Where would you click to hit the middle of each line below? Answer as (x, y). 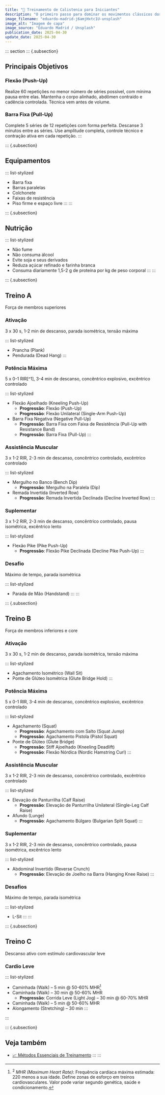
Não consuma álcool (33, 255)
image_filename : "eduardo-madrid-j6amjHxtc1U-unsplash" (63, 19)
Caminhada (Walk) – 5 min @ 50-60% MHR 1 (57, 987)
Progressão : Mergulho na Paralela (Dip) (60, 488)
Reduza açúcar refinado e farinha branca (54, 265)
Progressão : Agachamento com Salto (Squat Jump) (72, 731)
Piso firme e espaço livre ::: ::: (42, 203)
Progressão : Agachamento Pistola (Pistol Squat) (69, 736)
